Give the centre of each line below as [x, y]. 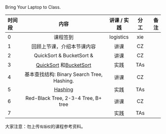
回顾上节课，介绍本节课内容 [64, 46]
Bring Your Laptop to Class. [33, 7]
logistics [119, 37]
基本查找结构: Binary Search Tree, [63, 74]
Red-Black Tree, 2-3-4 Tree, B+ [64, 98]
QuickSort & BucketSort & [64, 55]
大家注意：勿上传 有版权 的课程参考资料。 [45, 126]
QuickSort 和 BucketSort [63, 65]
